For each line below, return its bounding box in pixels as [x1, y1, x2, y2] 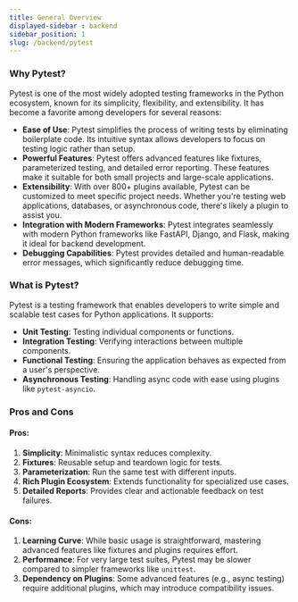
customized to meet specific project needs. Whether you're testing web [21, 190, 286, 201]
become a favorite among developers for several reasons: [9, 106, 222, 117]
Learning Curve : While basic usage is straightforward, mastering [21, 535, 261, 546]
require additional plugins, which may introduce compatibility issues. [21, 582, 275, 594]
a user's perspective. [21, 364, 101, 375]
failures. [21, 495, 53, 506]
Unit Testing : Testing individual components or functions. [21, 326, 235, 337]
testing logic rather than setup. [21, 143, 136, 154]
